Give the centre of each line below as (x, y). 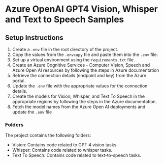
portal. (19, 81)
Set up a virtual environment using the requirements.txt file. (73, 60)
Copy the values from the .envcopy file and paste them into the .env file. (85, 54)
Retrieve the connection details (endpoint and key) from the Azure (79, 75)
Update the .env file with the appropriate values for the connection (80, 86)
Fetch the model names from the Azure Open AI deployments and (79, 107)
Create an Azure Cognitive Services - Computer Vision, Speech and (81, 65)
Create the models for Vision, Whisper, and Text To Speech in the (79, 96)
